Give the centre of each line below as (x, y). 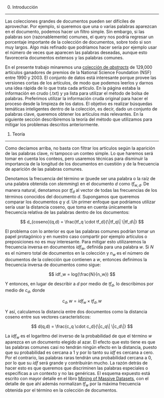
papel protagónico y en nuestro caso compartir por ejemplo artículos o (76, 236)
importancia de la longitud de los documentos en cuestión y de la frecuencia (82, 164)
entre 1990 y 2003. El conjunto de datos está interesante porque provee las (81, 78)
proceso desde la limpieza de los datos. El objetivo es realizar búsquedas (79, 104)
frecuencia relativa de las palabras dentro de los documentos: (67, 212)
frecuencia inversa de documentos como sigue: (53, 265)
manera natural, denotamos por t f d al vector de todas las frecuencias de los (81, 191)
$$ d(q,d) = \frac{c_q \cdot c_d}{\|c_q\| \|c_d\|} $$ (82, 326)
